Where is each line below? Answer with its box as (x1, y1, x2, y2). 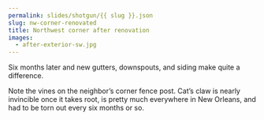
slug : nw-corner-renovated (8, 19, 97, 27)
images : (8, 33, 34, 42)
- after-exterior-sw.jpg (15, 41, 97, 49)
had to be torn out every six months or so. (8, 103, 144, 113)
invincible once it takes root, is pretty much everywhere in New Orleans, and (8, 95, 256, 104)
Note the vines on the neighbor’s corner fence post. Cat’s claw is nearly (8, 86, 240, 96)
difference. (8, 71, 44, 81)
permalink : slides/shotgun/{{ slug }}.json (8, 11, 154, 20)
